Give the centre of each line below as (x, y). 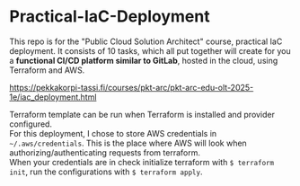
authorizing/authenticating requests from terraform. (105, 152)
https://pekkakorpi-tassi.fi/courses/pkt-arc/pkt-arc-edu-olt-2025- (132, 87)
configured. (31, 124)
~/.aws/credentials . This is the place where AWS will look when (128, 143)
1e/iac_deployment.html (53, 97)
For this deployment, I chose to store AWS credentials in (113, 133)
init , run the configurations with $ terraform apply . (106, 172)
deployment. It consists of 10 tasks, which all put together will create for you (150, 50)
